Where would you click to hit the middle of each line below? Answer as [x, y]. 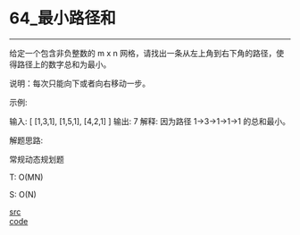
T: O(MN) [26, 177]
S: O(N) [23, 194]
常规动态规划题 [37, 159]
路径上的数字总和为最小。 [64, 64]
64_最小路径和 [62, 18]
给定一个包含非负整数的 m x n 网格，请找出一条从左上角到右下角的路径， [143, 53]
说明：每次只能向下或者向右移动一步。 [79, 83]
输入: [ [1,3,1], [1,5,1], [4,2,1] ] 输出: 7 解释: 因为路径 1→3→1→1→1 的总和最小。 [150, 121]
